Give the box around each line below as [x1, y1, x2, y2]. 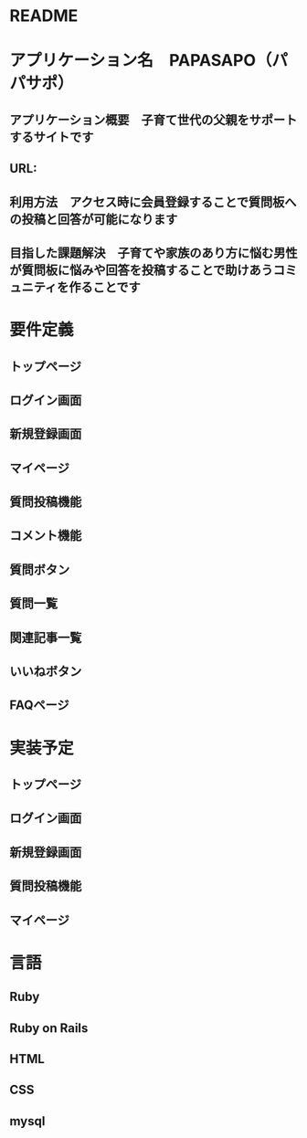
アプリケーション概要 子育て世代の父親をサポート [9, 111, 298, 128]
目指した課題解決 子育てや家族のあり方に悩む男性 [9, 245, 298, 260]
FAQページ [9, 698, 70, 713]
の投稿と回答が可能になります [9, 211, 178, 227]
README [9, 5, 79, 26]
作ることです [68, 279, 142, 295]
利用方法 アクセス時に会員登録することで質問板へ [9, 194, 297, 210]
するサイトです [9, 129, 94, 144]
